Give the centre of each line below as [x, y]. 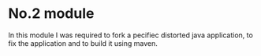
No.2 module [51, 14]
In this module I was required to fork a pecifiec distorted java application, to [131, 35]
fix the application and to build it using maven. [83, 43]
